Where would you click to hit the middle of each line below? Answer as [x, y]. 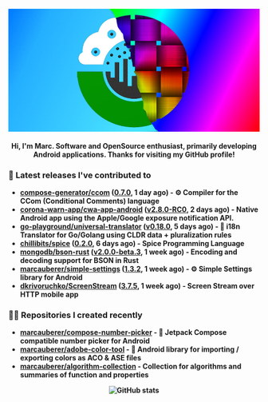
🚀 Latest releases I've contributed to [80, 175]
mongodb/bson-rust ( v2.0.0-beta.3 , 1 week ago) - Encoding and [128, 252]
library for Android [51, 277]
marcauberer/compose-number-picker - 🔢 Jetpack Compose [123, 332]
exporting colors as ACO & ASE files [81, 358]
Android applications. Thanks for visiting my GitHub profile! [134, 154]
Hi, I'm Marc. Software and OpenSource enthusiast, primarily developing [134, 145]
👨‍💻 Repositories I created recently [75, 315]
